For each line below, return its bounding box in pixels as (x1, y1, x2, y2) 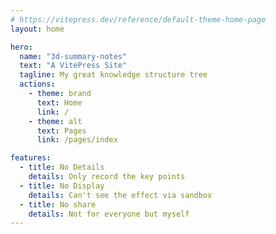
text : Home (36, 97, 83, 108)
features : (10, 153, 52, 163)
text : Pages (36, 126, 87, 136)
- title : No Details (19, 162, 105, 173)
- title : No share (19, 199, 97, 210)
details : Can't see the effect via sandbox (28, 190, 213, 200)
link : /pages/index (36, 135, 118, 145)
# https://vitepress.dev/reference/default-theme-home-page (10, 14, 267, 25)
